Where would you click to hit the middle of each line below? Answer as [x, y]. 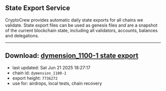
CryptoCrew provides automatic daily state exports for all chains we [74, 20]
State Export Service [38, 8]
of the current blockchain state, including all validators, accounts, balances [82, 30]
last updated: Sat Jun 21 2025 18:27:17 [51, 67]
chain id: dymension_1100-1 [39, 73]
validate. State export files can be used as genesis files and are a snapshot [81, 25]
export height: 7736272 [35, 78]
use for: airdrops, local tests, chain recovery [57, 83]
